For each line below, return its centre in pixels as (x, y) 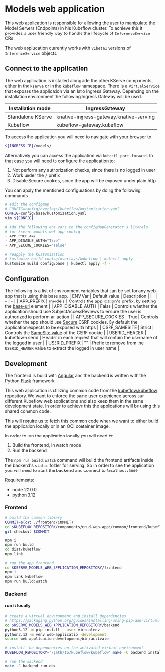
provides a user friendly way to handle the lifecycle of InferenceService (78, 33)
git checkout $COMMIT (27, 531)
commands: (17, 195)
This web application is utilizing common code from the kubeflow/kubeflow (81, 390)
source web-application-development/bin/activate (57, 639)
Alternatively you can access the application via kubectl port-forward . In (79, 155)
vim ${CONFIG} (20, 218)
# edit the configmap (27, 204)
